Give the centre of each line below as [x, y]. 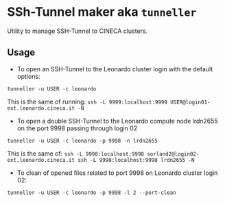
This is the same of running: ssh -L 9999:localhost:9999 [87, 101]
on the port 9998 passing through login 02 [77, 128]
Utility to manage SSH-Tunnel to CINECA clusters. [78, 31]
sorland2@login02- [173, 154]
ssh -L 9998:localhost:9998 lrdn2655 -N [136, 160]
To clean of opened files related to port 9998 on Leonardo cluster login [117, 173]
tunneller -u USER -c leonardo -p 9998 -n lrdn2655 [82, 141]
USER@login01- [190, 102]
